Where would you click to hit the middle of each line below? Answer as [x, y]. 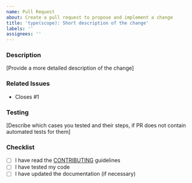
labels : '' [20, 28]
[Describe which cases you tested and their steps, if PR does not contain [96, 125]
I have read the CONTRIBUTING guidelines [67, 160]
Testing [17, 112]
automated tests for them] [38, 132]
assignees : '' [24, 34]
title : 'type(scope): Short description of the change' [77, 23]
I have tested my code [42, 167]
